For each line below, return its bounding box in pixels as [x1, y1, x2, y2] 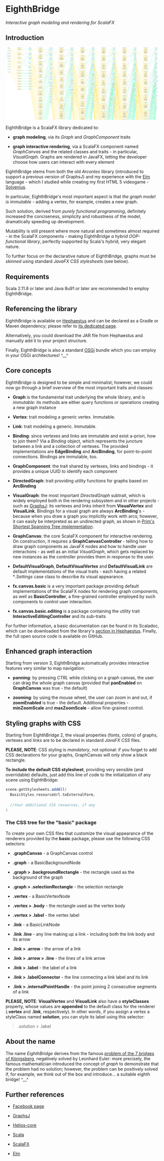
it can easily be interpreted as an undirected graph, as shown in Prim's [12, 518, 155, 524]
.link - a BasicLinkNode [12, 922, 60, 928]
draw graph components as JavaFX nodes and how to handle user [12, 543, 147, 549]
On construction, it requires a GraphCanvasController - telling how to [12, 538, 153, 544]
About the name [5, 1037, 56, 1046]
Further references [5, 1091, 64, 1099]
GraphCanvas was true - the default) [12, 685, 87, 691]
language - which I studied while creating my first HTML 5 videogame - [5, 179, 149, 185]
